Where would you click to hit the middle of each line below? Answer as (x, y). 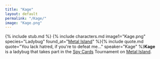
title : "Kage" (19, 9)
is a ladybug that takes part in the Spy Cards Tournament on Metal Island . (78, 52)
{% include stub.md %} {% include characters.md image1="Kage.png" (75, 36)
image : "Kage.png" (24, 23)
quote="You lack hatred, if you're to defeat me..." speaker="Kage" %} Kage (80, 47)
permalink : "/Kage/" (26, 18)
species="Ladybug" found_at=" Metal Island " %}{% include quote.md (74, 42)
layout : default (21, 14)
